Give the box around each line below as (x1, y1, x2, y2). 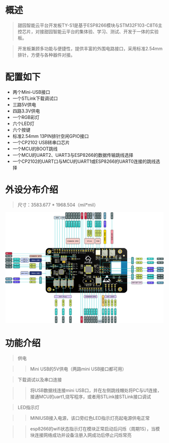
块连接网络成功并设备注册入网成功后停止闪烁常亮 (30, 432, 132, 438)
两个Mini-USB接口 (12, 89, 50, 95)
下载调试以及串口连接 (17, 376, 62, 383)
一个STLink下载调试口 (12, 95, 58, 101)
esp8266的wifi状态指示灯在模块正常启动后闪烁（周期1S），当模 (30, 425, 160, 431)
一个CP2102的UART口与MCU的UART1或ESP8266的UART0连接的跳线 (12, 158, 156, 164)
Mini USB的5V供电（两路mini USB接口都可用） (30, 366, 127, 372)
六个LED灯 (12, 120, 35, 126)
